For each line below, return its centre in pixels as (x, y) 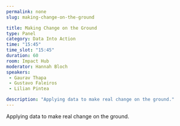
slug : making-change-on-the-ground (50, 17)
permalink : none (26, 12)
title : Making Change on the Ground (52, 28)
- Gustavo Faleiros (33, 83)
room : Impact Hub (28, 61)
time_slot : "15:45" (30, 50)
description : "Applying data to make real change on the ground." (90, 100)
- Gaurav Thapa (27, 78)
